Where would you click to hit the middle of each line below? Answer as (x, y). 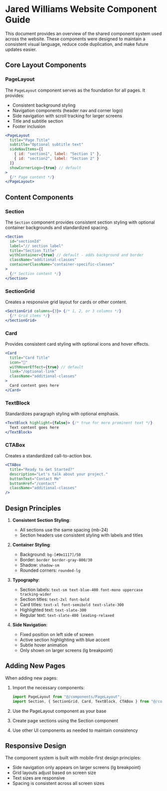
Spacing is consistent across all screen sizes (58, 784)
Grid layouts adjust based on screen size (54, 773)
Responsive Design (36, 746)
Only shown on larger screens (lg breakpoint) (66, 650)
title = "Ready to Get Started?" (42, 469)
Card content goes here (34, 386)
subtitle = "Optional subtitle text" (47, 145)
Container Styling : (32, 544)
